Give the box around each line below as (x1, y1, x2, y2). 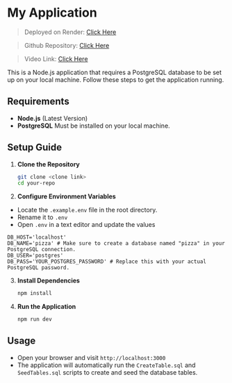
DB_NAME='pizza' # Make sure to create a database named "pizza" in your (7, 240, 226, 247)
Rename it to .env (17, 213, 68, 221)
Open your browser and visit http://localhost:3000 (17, 353, 166, 361)
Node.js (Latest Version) (17, 114, 88, 122)
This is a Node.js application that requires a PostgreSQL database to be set (7, 68, 222, 76)
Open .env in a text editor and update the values (17, 221, 156, 229)
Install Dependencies (17, 276, 80, 285)
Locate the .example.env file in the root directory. (17, 206, 158, 214)
